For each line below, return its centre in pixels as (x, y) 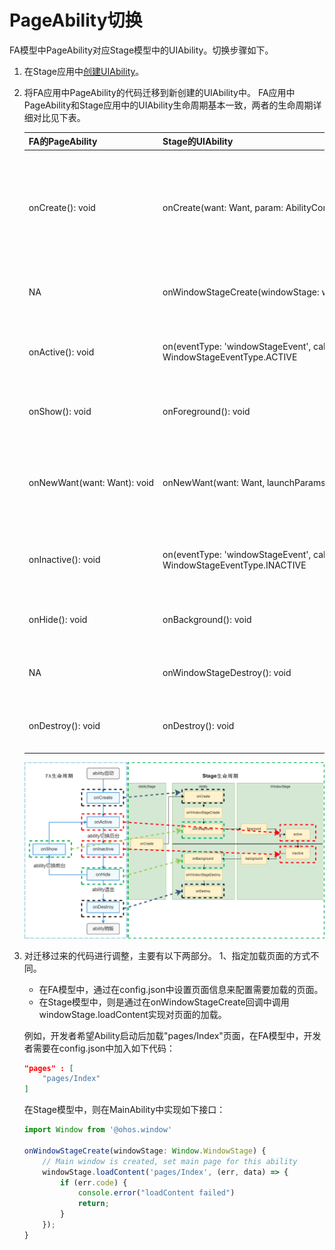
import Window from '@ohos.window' (98, 1130)
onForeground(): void (206, 411)
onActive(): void (61, 352)
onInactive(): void (64, 560)
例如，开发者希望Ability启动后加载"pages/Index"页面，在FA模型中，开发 (172, 1035)
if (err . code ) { (94, 1182)
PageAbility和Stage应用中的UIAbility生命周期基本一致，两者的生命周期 (168, 105)
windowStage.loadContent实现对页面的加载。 (132, 1014)
